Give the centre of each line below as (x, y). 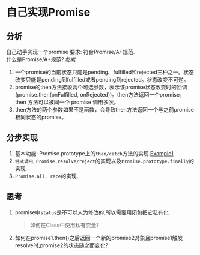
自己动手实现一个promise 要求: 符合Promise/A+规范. (71, 52)
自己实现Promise (48, 12)
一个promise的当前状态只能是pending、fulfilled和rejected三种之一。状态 (104, 72)
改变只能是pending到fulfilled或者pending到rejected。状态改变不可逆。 (102, 79)
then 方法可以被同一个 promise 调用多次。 (67, 102)
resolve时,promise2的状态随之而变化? (61, 245)
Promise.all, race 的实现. (47, 176)
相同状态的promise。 (41, 117)
